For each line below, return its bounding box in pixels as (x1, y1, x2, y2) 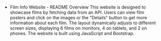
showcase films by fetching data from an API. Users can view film (9, 9, 145, 15)
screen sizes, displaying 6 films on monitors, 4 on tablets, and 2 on (9, 25, 147, 31)
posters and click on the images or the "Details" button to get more (9, 15, 148, 20)
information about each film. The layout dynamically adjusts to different (9, 20, 156, 26)
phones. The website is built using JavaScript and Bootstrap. (9, 31, 135, 36)
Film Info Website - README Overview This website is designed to (9, 4, 146, 10)
